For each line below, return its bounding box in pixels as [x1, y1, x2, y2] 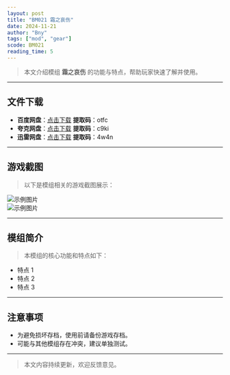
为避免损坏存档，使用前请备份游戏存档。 [16, 331, 131, 339]
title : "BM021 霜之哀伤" [7, 16, 74, 23]
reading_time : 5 [7, 49, 53, 55]
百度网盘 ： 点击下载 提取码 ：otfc [16, 116, 108, 124]
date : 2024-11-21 [7, 23, 57, 29]
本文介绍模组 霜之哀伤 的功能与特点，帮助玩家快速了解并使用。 [23, 68, 202, 76]
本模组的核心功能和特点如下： [23, 251, 108, 260]
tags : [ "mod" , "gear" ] [7, 36, 72, 42]
